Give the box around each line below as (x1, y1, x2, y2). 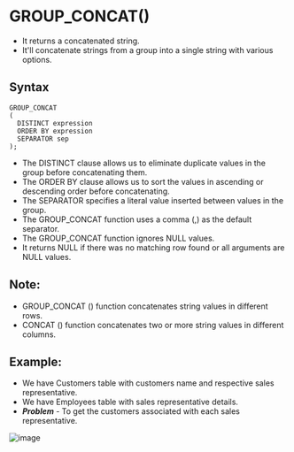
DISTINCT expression (17, 119, 93, 127)
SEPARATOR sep (17, 134, 69, 143)
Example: (9, 354, 62, 369)
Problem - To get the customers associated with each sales (21, 406, 241, 417)
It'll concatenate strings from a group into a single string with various (21, 44, 274, 55)
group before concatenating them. (21, 166, 148, 178)
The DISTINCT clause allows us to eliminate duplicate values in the (21, 157, 266, 168)
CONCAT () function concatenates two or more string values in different (21, 319, 284, 330)
